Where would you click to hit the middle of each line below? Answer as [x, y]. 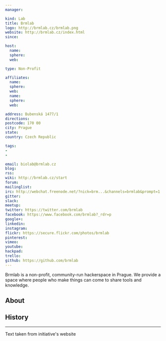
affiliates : [17, 78]
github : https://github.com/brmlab [42, 260]
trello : [13, 256]
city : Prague [19, 128]
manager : [14, 10]
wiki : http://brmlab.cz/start [36, 178]
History [17, 318]
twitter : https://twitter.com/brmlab [44, 210]
